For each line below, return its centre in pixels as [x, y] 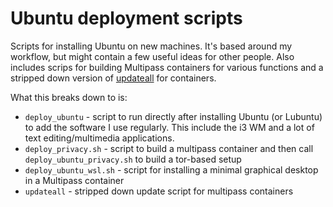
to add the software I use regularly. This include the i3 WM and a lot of [169, 127]
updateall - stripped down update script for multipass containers [159, 191]
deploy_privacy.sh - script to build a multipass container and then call [169, 148]
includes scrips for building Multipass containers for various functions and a [167, 67]
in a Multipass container [74, 180]
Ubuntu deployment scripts [126, 18]
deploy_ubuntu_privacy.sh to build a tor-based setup [133, 159]
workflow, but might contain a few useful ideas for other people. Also [152, 56]
